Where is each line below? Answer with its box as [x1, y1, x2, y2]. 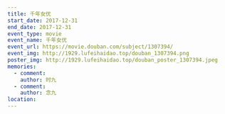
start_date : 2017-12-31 [7, 17, 78, 24]
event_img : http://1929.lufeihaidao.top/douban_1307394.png [7, 50, 190, 57]
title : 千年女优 [7, 10, 51, 18]
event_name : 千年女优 [7, 37, 68, 44]
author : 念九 [20, 89, 57, 96]
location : [7, 96, 37, 103]
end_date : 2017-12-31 [7, 23, 72, 30]
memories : [7, 63, 37, 70]
